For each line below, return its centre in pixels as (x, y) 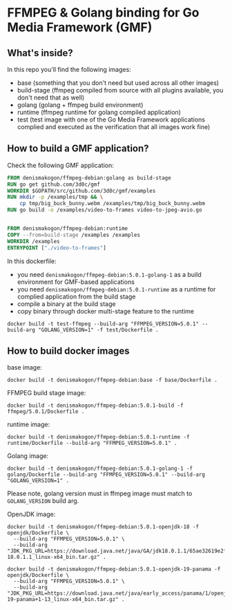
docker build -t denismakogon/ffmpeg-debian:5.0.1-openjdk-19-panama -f (114, 569)
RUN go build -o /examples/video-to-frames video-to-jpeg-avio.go (105, 210)
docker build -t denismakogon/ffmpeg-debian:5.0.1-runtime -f (98, 437)
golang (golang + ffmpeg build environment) (80, 105)
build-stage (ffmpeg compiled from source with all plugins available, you (120, 90)
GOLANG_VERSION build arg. (43, 501)
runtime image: (29, 425)
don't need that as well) (51, 97)
